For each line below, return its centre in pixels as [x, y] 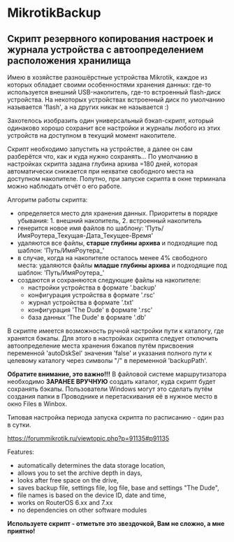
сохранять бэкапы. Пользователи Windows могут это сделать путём [110, 389]
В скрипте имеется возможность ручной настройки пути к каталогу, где [116, 331]
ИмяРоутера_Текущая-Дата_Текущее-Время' [85, 235]
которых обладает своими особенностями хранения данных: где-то [109, 85]
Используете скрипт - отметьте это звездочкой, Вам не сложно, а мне [116, 523]
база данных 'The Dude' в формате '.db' [87, 317]
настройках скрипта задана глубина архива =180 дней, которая [102, 164]
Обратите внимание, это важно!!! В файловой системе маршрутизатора [117, 374]
